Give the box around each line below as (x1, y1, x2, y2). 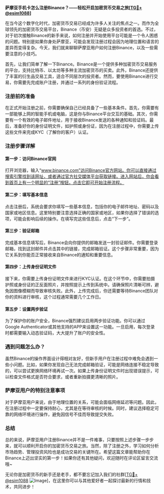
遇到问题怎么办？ (5, 344, 45, 350)
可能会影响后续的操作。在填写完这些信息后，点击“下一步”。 (13, 216, 133, 222)
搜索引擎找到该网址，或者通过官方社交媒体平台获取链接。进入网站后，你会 (5, 173, 155, 180)
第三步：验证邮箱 (5, 228, 40, 234)
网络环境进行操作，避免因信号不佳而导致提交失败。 (13, 411, 116, 417)
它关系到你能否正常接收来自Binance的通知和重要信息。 (5, 251, 116, 258)
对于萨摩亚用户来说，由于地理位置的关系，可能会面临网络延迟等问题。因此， (5, 399, 159, 405)
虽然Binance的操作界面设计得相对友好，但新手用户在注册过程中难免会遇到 (5, 355, 154, 361)
